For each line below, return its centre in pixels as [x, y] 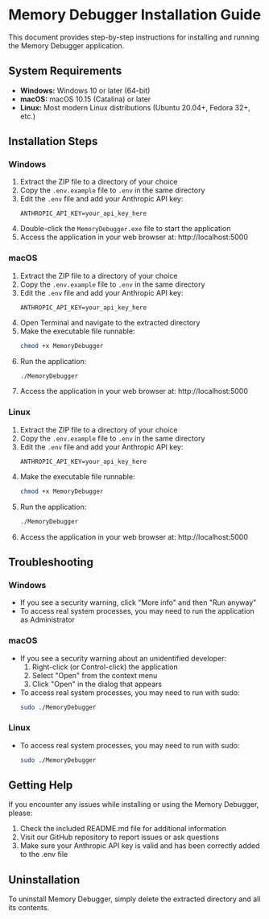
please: [21, 813]
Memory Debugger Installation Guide [135, 15]
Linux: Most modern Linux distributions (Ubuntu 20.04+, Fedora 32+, [135, 107]
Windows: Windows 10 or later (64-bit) [85, 90]
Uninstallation [44, 880]
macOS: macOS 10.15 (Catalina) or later [85, 99]
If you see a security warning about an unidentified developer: [123, 658]
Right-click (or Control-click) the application [105, 667]
